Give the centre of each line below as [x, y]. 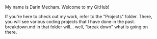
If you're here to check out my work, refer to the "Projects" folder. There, [78, 16]
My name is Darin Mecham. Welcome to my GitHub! [57, 7]
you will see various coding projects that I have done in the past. [70, 22]
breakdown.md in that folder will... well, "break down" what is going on [77, 27]
